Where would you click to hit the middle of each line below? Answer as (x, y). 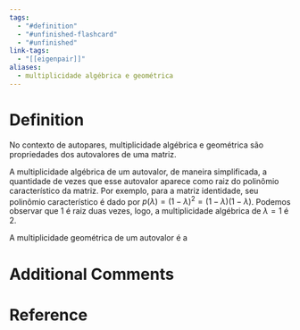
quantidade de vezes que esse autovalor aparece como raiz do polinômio (144, 181)
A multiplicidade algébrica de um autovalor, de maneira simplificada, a (138, 172)
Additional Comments (92, 274)
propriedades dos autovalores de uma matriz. (93, 154)
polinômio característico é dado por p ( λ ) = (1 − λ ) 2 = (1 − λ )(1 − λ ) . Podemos (150, 200)
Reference (48, 315)
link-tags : (29, 51)
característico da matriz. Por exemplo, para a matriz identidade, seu (134, 190)
